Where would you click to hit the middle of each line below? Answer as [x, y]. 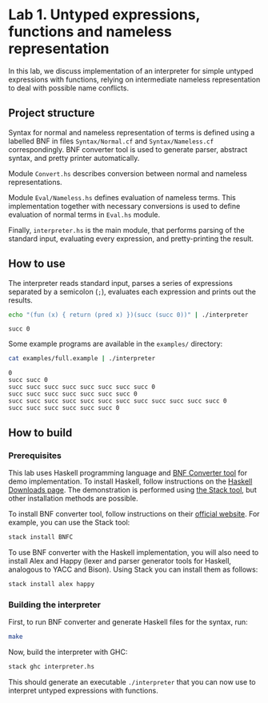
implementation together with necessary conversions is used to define [124, 206]
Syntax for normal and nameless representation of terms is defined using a [132, 132]
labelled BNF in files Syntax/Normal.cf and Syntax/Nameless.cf [111, 141]
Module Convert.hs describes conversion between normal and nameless [128, 173]
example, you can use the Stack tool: [69, 522]
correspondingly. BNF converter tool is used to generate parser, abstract [128, 149]
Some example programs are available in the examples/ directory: [116, 344]
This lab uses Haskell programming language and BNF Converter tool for [128, 473]
